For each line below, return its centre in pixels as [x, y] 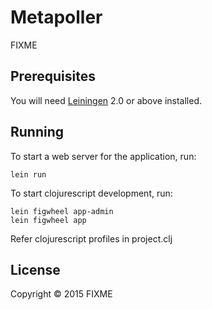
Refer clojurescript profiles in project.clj [91, 238]
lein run [28, 174]
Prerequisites [53, 76]
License [35, 269]
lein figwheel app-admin [62, 211]
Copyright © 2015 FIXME [61, 294]
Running [37, 132]
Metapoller [56, 17]
